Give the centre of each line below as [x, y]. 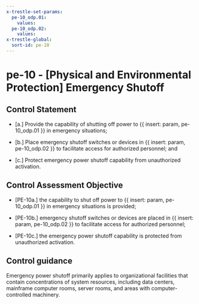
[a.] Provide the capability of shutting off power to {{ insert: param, [97, 124]
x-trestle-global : [29, 40]
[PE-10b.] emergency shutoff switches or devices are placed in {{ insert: [104, 218]
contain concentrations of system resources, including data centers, [91, 282]
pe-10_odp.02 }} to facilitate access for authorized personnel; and [96, 148]
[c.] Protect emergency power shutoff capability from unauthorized [98, 160]
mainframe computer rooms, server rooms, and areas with [78, 288]
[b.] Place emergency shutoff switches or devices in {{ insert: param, [100, 142]
